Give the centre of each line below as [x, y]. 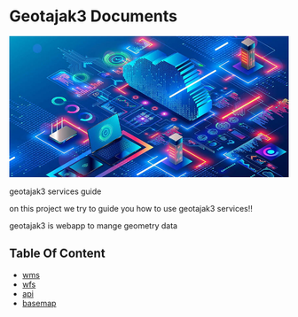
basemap [39, 303]
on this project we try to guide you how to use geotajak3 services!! [131, 208]
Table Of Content [57, 254]
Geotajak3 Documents [93, 16]
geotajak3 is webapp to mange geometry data [94, 225]
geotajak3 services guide [55, 191]
